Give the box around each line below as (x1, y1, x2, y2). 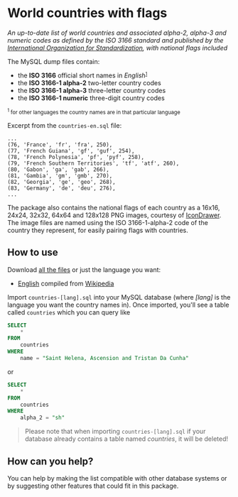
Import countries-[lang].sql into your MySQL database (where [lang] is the (7, 293, 231, 301)
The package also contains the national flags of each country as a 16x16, (7, 203, 220, 212)
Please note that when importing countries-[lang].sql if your (24, 427, 206, 436)
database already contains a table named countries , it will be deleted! (24, 435, 229, 443)
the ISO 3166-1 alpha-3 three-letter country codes (17, 86, 166, 94)
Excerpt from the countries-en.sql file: (7, 121, 122, 129)
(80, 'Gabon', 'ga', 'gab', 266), (7, 165, 110, 173)
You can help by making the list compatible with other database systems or (7, 474, 227, 482)
